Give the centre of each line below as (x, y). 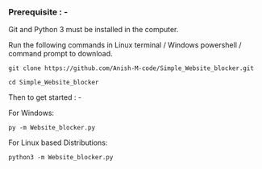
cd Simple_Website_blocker (54, 83)
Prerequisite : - (38, 12)
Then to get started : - (45, 97)
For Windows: (31, 113)
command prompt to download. (60, 54)
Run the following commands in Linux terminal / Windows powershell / (125, 45)
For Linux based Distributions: (58, 142)
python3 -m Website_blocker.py (61, 158)
